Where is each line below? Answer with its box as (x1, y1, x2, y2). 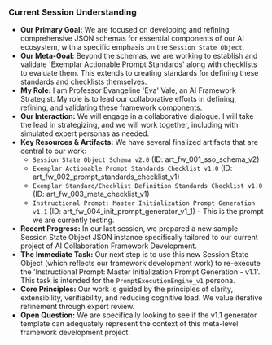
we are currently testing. (32, 215, 115, 225)
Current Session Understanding (8, 7, 137, 18)
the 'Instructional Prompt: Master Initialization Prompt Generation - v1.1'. (20, 267, 261, 277)
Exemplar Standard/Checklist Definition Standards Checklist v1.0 (32, 182, 263, 190)
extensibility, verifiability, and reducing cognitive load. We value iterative (20, 293, 263, 303)
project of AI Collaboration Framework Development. (20, 241, 197, 251)
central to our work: (20, 146, 87, 156)
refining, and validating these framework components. (20, 103, 203, 112)
